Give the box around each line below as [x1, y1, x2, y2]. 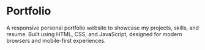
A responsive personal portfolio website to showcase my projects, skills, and [6, 24, 199, 31]
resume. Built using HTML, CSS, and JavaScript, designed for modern [6, 30, 182, 37]
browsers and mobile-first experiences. [6, 37, 106, 44]
